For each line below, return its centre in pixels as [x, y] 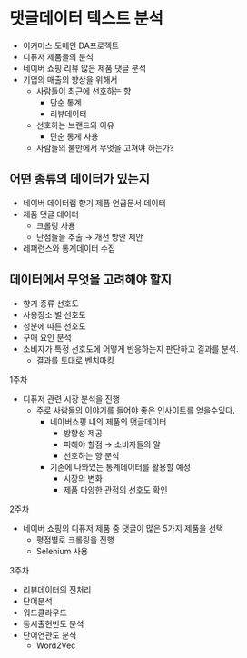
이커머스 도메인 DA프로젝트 [71, 45]
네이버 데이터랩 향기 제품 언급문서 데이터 [94, 203]
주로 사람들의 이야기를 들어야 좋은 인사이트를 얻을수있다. [136, 410]
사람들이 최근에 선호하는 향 [84, 91]
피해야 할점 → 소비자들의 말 [112, 444]
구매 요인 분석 [47, 337]
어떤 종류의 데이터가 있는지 [79, 179]
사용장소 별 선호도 [54, 314]
